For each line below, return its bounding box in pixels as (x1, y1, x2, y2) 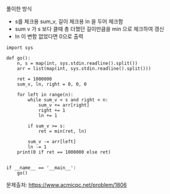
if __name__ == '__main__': (6, 165, 77, 171)
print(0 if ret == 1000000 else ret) (17, 149, 111, 155)
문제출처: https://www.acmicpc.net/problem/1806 (6, 181, 127, 188)
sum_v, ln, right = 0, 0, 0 (17, 81, 87, 87)
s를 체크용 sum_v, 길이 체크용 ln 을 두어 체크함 (14, 18, 124, 25)
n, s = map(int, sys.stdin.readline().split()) (17, 60, 138, 66)
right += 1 (38, 107, 66, 113)
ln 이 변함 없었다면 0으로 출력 (14, 33, 84, 40)
